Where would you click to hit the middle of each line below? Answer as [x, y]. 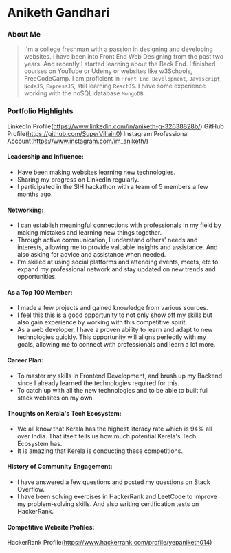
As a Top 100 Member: [40, 292]
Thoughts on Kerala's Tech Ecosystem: [64, 414]
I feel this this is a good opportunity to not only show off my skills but [115, 315]
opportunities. [37, 277]
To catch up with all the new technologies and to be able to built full [113, 390]
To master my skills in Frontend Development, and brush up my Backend [120, 376]
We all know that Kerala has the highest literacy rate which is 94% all [114, 429]
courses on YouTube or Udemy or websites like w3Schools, [108, 71]
